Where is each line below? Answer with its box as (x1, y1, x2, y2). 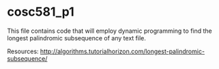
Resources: (7, 47, 39, 55)
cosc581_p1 (7, 4, 75, 20)
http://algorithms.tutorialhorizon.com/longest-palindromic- (40, 47, 205, 55)
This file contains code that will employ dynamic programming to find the (7, 27, 213, 35)
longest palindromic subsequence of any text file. (7, 33, 147, 42)
